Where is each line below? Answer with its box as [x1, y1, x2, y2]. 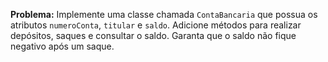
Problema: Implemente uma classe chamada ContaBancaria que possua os [10, 9, 318, 20]
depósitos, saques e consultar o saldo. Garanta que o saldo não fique [10, 30, 297, 41]
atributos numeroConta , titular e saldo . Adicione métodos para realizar [10, 19, 302, 31]
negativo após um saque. [10, 40, 115, 52]
